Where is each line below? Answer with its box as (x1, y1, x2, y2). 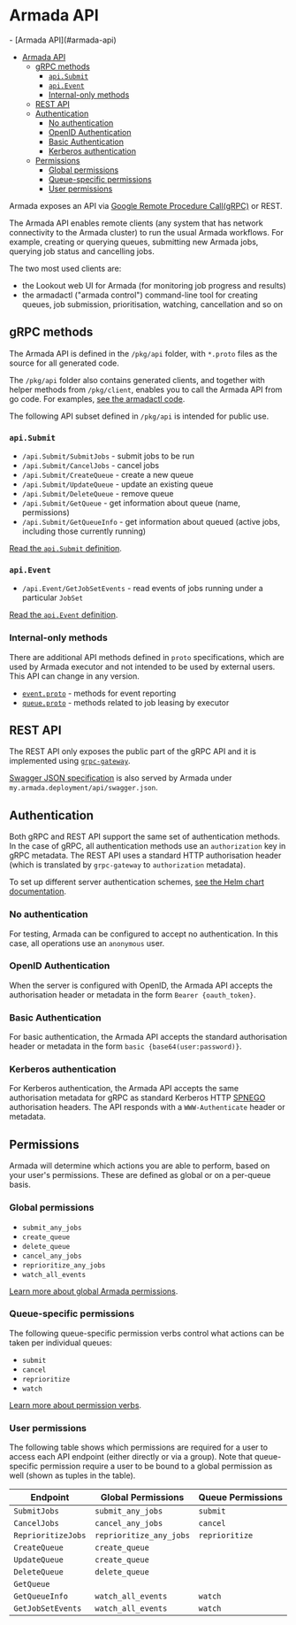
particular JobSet (21, 592, 84, 603)
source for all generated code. (9, 358, 119, 368)
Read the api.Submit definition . (9, 543, 122, 554)
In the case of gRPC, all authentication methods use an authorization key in (9, 841, 286, 851)
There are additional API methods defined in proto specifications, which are (9, 651, 285, 662)
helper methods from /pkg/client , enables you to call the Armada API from (9, 384, 283, 395)
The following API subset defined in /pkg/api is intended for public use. (9, 411, 269, 421)
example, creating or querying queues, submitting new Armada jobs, (9, 236, 259, 247)
